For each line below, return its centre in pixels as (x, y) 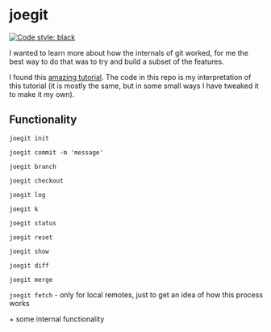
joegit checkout (36, 181)
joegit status (33, 223)
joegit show (29, 251)
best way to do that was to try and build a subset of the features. (117, 61)
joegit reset (31, 237)
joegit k (24, 209)
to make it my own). (42, 94)
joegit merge (31, 279)
